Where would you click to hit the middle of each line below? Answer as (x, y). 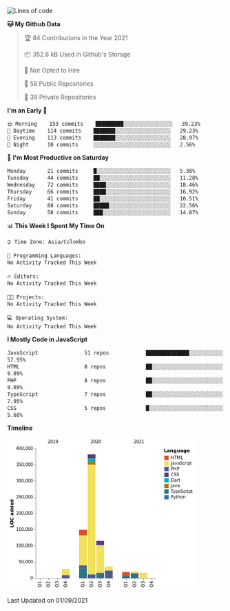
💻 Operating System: (38, 318)
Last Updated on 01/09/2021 (48, 600)
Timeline (20, 428)
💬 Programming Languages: (44, 256)
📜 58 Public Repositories (59, 84)
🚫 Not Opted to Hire (52, 70)
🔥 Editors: (23, 276)
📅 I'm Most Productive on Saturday (58, 158)
